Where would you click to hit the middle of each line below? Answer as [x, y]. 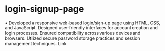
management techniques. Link [36, 43]
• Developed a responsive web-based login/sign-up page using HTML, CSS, [82, 23]
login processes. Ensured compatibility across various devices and [73, 33]
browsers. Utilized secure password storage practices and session [73, 38]
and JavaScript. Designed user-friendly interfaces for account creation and [81, 27]
